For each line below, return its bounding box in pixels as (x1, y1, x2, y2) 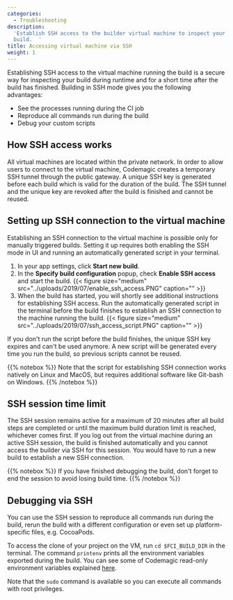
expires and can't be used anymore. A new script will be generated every (7, 342, 217, 350)
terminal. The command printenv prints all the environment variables (7, 549, 204, 557)
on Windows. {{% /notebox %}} (7, 377, 98, 386)
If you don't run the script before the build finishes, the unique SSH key (7, 334, 211, 343)
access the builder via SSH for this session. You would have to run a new (7, 446, 216, 454)
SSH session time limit (7, 398, 106, 410)
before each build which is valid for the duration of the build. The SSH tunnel (7, 179, 227, 188)
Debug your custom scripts (17, 119, 96, 127)
